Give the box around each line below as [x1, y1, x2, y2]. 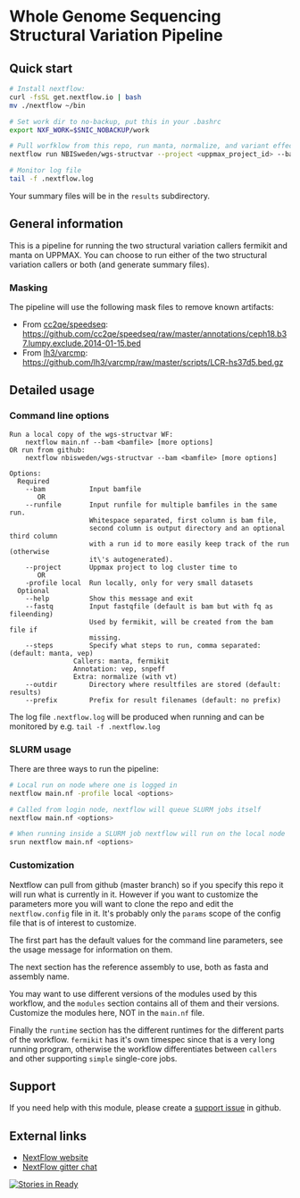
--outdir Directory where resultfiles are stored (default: [25, 680, 281, 689]
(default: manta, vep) [9, 649, 94, 658]
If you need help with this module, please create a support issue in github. [9, 1102, 282, 1113]
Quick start [9, 61, 73, 76]
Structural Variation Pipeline [9, 25, 223, 46]
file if [9, 625, 38, 634]
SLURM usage [9, 743, 71, 756]
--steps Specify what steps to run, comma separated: [25, 641, 262, 649]
